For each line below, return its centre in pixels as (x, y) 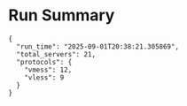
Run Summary (62, 15)
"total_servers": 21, (56, 54)
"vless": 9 (44, 77)
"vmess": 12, (48, 70)
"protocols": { (44, 62)
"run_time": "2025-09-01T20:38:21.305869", (97, 46)
